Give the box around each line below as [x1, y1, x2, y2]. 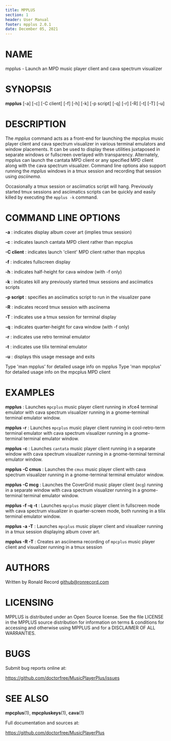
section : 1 [5, 12, 29, 17]
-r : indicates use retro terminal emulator [5, 333, 90, 340]
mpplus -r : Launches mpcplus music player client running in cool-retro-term [5, 425, 165, 431]
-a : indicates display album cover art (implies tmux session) [5, 229, 132, 235]
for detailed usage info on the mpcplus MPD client [5, 369, 111, 375]
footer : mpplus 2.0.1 [5, 22, 52, 27]
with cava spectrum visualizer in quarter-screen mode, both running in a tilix [5, 507, 166, 514]
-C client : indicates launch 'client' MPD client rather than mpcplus [5, 249, 145, 255]
